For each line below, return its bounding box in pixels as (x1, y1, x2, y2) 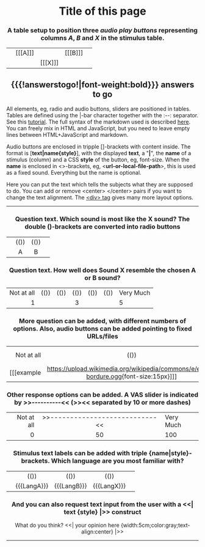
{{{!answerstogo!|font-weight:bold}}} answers (10, 79, 195, 90)
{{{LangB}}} (54, 482, 87, 490)
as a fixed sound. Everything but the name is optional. (6, 169, 142, 177)
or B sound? (84, 273, 121, 282)
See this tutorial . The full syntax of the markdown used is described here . (6, 118, 191, 126)
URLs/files (87, 332, 118, 340)
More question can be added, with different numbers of (19, 317, 186, 325)
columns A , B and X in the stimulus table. (40, 34, 165, 42)
